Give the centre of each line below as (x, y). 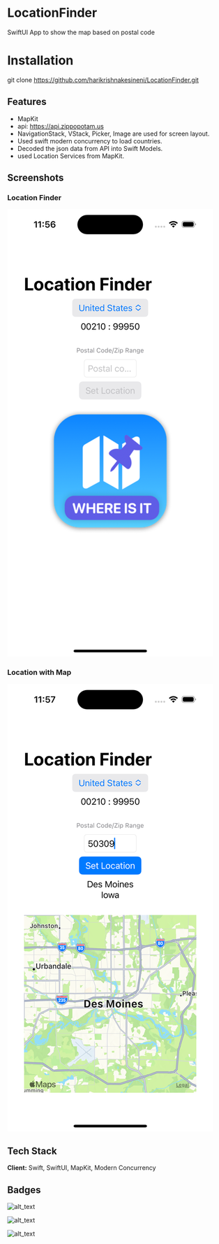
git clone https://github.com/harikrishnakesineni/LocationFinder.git (103, 80)
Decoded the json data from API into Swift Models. (90, 148)
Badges (24, 1190)
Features (27, 102)
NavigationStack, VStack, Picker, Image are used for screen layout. (113, 134)
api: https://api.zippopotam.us (61, 126)
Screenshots (36, 178)
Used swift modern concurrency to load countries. (90, 141)
